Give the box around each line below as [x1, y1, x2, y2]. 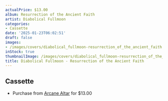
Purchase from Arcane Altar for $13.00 [12, 90, 92, 96]
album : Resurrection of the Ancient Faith [5, 12, 95, 17]
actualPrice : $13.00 [5, 7, 48, 12]
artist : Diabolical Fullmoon [5, 16, 66, 21]
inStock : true [5, 49, 35, 54]
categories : [5, 21, 30, 26]
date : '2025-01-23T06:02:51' [5, 30, 66, 35]
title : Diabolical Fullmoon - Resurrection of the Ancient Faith [5, 58, 144, 63]
